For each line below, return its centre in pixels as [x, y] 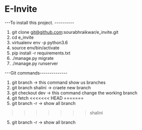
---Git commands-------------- [36, 73]
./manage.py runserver [35, 63]
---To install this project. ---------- [39, 23]
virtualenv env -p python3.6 [40, 42]
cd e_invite [23, 37]
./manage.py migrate [33, 58]
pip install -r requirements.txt [41, 53]
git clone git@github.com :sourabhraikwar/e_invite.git [65, 32]
